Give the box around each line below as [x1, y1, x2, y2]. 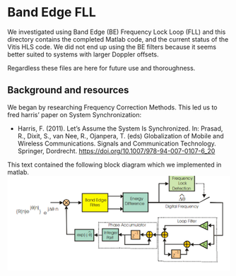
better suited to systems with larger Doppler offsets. [7, 50, 159, 59]
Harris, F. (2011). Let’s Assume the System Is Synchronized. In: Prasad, [17, 124, 223, 133]
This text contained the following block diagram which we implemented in [7, 160, 222, 169]
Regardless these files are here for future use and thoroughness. [7, 64, 196, 72]
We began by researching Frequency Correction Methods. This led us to [7, 103, 218, 112]
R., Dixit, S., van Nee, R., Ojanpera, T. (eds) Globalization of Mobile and [17, 131, 224, 140]
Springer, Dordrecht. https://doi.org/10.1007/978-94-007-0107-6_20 [17, 146, 216, 155]
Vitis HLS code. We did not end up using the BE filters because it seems [7, 42, 217, 51]
